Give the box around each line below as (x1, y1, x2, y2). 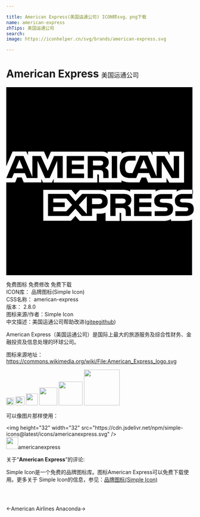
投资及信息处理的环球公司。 (11, 338, 79, 346)
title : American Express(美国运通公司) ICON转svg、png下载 (6, 14, 147, 20)
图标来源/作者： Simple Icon (6, 311, 74, 318)
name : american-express (6, 19, 65, 26)
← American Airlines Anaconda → (6, 505, 86, 512)
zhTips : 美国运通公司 (6, 25, 55, 31)
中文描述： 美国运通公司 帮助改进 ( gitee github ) (6, 318, 116, 325)
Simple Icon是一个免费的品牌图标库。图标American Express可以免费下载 (6, 469, 184, 476)
